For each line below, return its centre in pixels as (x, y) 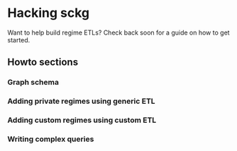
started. (19, 40)
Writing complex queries (51, 139)
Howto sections (43, 62)
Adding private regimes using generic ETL (81, 102)
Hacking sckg (49, 13)
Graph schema (33, 83)
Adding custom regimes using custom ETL (82, 120)
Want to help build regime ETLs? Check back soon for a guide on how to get (118, 32)
